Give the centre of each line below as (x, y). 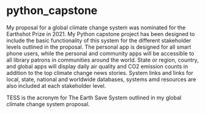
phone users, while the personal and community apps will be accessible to (100, 53)
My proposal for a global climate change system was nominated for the (96, 27)
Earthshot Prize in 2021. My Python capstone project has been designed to (101, 34)
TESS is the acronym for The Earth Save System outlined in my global (94, 98)
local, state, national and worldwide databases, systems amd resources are (101, 79)
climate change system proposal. (48, 104)
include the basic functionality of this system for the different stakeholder (99, 40)
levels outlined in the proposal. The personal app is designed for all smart (99, 47)
